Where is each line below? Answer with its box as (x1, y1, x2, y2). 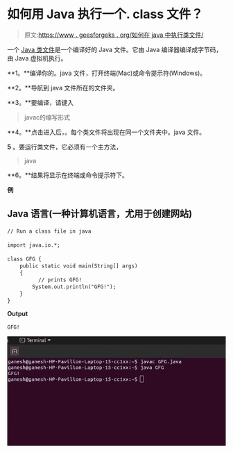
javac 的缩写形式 (24, 113, 71, 122)
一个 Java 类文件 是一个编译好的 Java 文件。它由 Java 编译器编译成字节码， (7, 45, 223, 53)
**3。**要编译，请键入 (7, 98, 74, 106)
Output (7, 309, 28, 318)
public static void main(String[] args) (19, 262, 138, 270)
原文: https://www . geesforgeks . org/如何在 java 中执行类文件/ (24, 31, 204, 39)
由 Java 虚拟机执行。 (7, 53, 67, 63)
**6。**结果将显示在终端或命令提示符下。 (7, 171, 128, 179)
